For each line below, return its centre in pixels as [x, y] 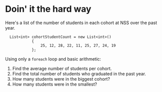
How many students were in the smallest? [55, 84]
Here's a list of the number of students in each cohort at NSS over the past [81, 23]
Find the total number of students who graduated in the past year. [79, 74]
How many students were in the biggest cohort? [61, 79]
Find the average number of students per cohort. [62, 68]
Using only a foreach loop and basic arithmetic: [53, 59]
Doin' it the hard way [48, 9]
